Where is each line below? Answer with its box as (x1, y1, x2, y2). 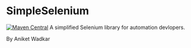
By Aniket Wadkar (6, 35, 50, 42)
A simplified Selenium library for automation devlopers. (49, 24, 186, 31)
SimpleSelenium (6, 4, 89, 18)
